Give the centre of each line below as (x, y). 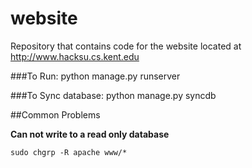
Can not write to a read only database (90, 134)
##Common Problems (55, 114)
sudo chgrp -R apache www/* (69, 152)
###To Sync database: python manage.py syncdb (113, 95)
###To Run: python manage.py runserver (95, 76)
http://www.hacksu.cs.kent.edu (75, 56)
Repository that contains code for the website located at (126, 46)
